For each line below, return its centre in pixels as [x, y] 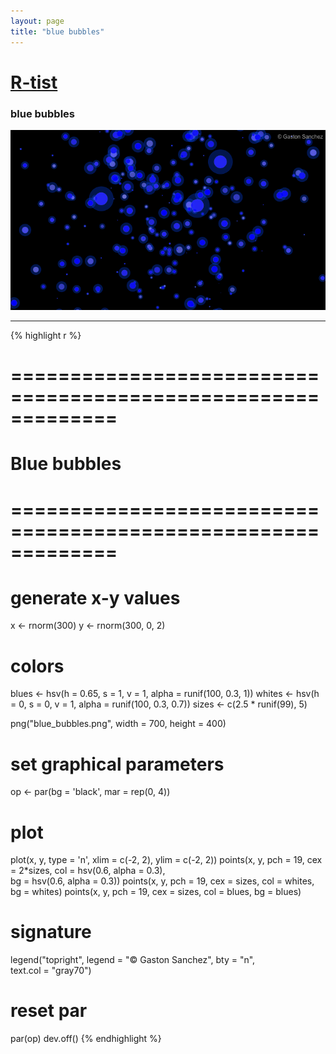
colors [37, 666]
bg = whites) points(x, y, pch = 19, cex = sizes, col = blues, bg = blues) [156, 892]
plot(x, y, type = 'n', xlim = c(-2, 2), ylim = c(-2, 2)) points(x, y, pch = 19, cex [166, 860]
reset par [49, 1011]
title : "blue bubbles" [57, 31]
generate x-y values [95, 597]
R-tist [34, 82]
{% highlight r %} [46, 335]
